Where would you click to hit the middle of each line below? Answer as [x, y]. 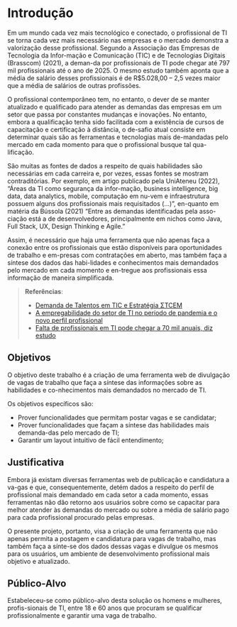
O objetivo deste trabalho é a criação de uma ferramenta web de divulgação [119, 375]
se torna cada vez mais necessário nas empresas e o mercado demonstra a [118, 40]
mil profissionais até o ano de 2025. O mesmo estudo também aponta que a [118, 70]
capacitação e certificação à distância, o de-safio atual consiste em [106, 129]
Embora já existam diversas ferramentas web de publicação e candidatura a [118, 479]
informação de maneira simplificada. [61, 278]
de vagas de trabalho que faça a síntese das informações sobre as [105, 382]
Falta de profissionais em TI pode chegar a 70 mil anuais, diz [124, 327]
